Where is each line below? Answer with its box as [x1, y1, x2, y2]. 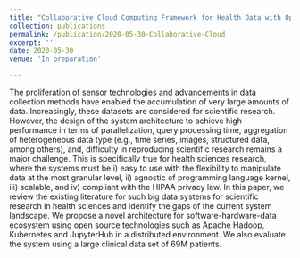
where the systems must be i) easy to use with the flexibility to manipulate [9, 162, 282, 173]
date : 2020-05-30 [9, 46, 74, 55]
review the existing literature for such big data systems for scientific [9, 191, 259, 202]
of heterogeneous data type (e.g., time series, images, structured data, [9, 135, 271, 145]
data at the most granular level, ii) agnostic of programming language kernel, [9, 172, 291, 183]
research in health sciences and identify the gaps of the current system [9, 201, 272, 211]
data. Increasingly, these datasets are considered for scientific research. [9, 106, 276, 116]
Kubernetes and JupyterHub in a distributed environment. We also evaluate [9, 229, 286, 239]
